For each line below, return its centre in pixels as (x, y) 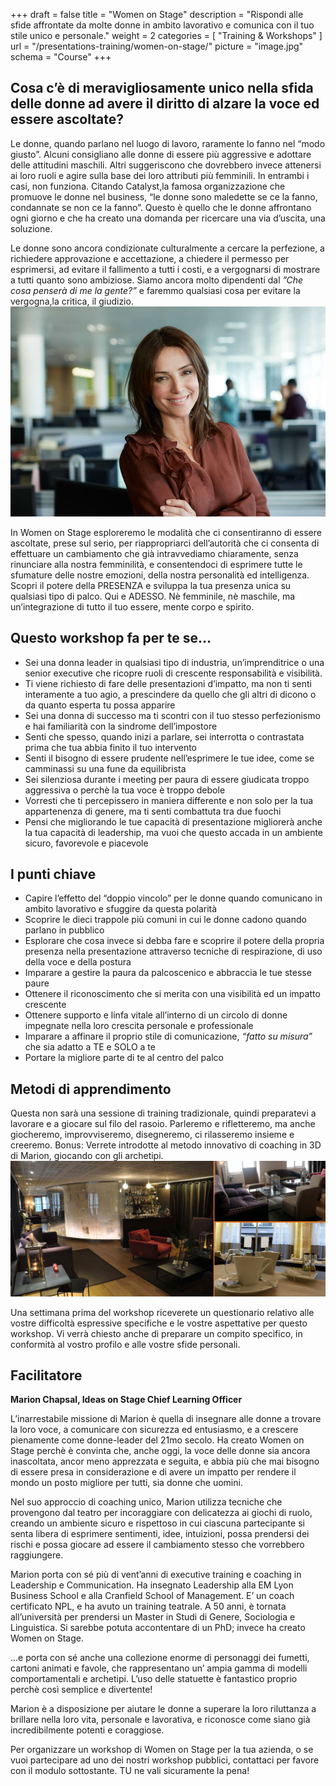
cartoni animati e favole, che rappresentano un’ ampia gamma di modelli (159, 1668)
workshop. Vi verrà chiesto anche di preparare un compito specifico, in (156, 1333)
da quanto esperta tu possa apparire (100, 705)
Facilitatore (46, 1375)
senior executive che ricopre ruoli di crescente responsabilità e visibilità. (173, 673)
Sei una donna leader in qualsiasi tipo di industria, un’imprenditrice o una (174, 662)
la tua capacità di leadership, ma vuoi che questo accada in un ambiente (174, 832)
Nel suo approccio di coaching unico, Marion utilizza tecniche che (146, 1502)
